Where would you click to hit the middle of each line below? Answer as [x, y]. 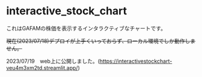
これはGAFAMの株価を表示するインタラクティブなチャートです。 [86, 28]
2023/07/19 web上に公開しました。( [53, 61]
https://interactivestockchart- [136, 61]
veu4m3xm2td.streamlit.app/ [42, 67]
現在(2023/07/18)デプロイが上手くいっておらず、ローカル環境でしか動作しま [101, 41]
